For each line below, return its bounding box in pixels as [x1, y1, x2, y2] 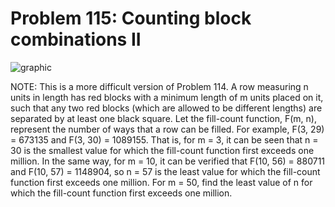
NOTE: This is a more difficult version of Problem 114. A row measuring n [10, 80, 309, 92]
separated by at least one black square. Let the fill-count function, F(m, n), [10, 112, 317, 124]
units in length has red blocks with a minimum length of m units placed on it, [10, 91, 324, 103]
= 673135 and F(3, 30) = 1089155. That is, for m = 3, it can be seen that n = [10, 133, 319, 146]
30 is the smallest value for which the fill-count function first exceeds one [10, 144, 315, 156]
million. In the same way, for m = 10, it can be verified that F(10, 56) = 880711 [10, 155, 326, 167]
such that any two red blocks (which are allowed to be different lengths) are [10, 102, 323, 114]
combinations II [10, 28, 142, 51]
